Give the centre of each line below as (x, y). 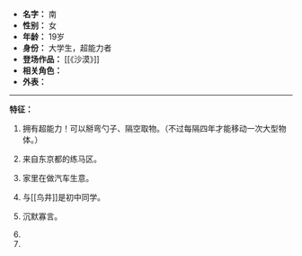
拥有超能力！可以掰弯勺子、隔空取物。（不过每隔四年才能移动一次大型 (150, 128)
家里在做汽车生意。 (58, 178)
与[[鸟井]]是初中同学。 (64, 197)
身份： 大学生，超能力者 (67, 48)
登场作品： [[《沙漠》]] (61, 59)
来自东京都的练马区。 (62, 159)
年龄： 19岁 (44, 37)
